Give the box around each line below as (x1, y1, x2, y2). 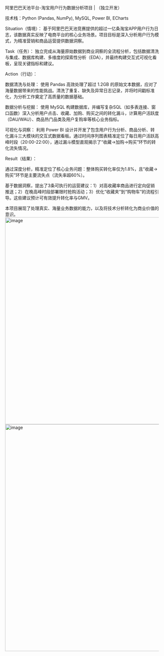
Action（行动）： (5, 71, 38, 77)
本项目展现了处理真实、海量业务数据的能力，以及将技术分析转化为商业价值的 (5, 206, 159, 211)
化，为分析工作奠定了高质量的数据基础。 (5, 94, 86, 100)
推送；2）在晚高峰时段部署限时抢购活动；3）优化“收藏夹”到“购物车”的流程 (5, 189, 155, 194)
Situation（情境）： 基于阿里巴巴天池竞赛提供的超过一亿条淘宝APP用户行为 (5, 26, 155, 31)
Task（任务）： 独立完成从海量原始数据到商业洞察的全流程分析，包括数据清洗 (5, 49, 159, 54)
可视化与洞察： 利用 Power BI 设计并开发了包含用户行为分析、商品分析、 (5, 127, 151, 132)
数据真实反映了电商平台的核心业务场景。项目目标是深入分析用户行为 (18, 32, 155, 37)
